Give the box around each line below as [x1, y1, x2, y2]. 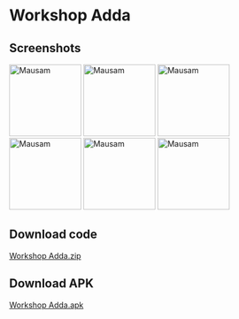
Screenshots [9, 41, 81, 56]
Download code [9, 227, 97, 242]
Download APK [9, 276, 95, 292]
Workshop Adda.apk [9, 300, 84, 310]
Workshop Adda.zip [9, 250, 81, 261]
